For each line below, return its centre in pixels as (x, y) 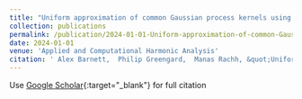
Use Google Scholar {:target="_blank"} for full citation (108, 85)
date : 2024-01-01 (42, 43)
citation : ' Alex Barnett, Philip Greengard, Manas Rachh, (126, 59)
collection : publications (58, 26)
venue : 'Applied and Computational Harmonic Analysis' (114, 51)
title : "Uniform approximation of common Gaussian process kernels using (151, 18)
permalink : (30, 34)
